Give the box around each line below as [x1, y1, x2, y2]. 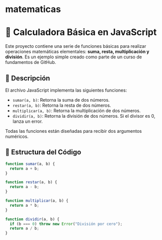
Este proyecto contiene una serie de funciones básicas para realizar [5, 43, 146, 49]
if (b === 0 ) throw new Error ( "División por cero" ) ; [10, 221, 123, 226]
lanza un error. [12, 118, 43, 124]
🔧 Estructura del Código [5, 148, 82, 156]
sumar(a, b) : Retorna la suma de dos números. [12, 97, 110, 103]
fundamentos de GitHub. [5, 59, 56, 65]
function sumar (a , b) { [5, 161, 55, 167]
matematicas [5, 4, 61, 15]
